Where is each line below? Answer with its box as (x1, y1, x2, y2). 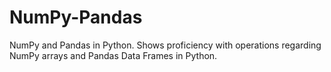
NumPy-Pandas (9, 6, 143, 29)
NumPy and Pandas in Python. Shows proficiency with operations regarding (9, 39, 322, 51)
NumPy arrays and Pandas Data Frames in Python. (9, 49, 218, 61)
